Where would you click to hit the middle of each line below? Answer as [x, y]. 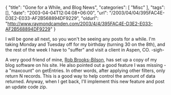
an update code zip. [26, 87]
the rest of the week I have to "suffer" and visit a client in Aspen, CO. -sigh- [85, 50]
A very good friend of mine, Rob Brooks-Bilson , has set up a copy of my [81, 60]
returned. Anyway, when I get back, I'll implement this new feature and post [85, 81]
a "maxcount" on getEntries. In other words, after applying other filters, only [85, 70]
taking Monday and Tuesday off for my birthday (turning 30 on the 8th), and [85, 44]
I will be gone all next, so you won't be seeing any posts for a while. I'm [80, 39]
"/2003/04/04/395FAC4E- [137, 13]
